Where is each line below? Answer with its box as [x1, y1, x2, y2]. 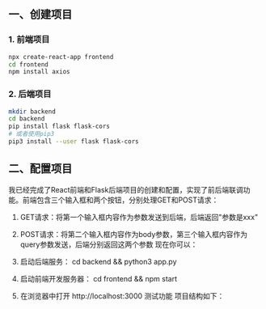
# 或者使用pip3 [8, 130, 55, 138]
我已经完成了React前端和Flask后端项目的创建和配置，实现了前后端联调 [8, 184, 244, 194]
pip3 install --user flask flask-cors [8, 138, 139, 146]
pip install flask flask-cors [8, 122, 111, 131]
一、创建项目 [8, 7, 73, 22]
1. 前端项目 [8, 34, 50, 45]
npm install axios [8, 68, 70, 76]
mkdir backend [8, 108, 57, 116]
